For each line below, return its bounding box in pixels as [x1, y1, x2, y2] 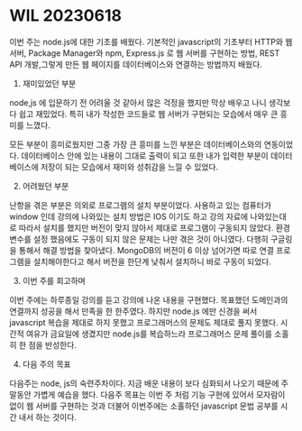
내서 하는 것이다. [18, 411, 77, 422]
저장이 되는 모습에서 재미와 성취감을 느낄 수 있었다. [40, 161, 219, 172]
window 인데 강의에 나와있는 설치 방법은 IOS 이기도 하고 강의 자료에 [9, 211, 249, 222]
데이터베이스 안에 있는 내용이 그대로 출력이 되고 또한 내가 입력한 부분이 [21, 150, 269, 160]
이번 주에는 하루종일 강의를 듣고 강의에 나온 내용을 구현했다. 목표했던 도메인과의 [9, 294, 288, 305]
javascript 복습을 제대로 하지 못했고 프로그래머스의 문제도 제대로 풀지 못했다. [9, 316, 279, 327]
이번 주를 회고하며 [22, 275, 86, 286]
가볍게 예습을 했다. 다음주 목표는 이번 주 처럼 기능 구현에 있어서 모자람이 [32, 389, 286, 399]
